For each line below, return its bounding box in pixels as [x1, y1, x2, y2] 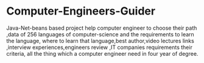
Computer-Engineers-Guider [6, 4, 156, 18]
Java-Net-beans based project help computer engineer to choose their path [6, 24, 197, 31]
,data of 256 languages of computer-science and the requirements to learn [6, 30, 195, 38]
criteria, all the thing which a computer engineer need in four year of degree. [6, 50, 199, 57]
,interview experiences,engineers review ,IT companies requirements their [6, 44, 193, 51]
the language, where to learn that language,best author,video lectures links [6, 37, 195, 44]
